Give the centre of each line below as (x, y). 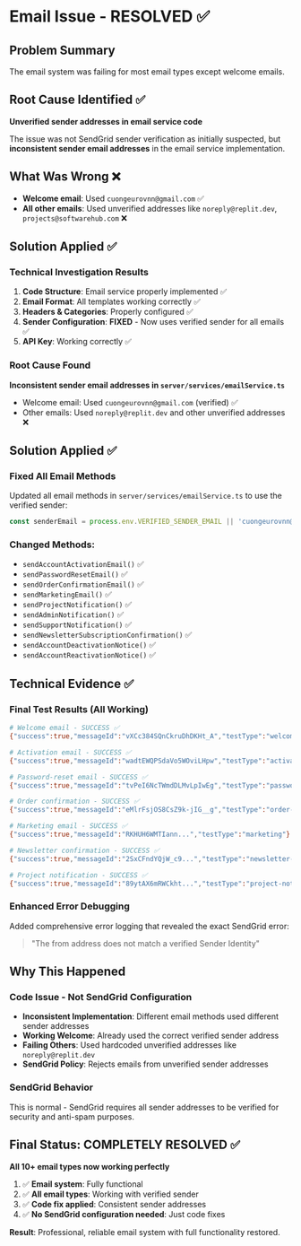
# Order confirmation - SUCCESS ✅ (74, 802)
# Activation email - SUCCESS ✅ (70, 752)
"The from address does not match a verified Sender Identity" (145, 943)
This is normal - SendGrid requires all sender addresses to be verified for (144, 1107)
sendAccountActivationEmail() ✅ (83, 564)
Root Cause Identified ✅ (77, 100)
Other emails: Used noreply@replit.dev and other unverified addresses (154, 412)
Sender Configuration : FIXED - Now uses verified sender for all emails (153, 322)
